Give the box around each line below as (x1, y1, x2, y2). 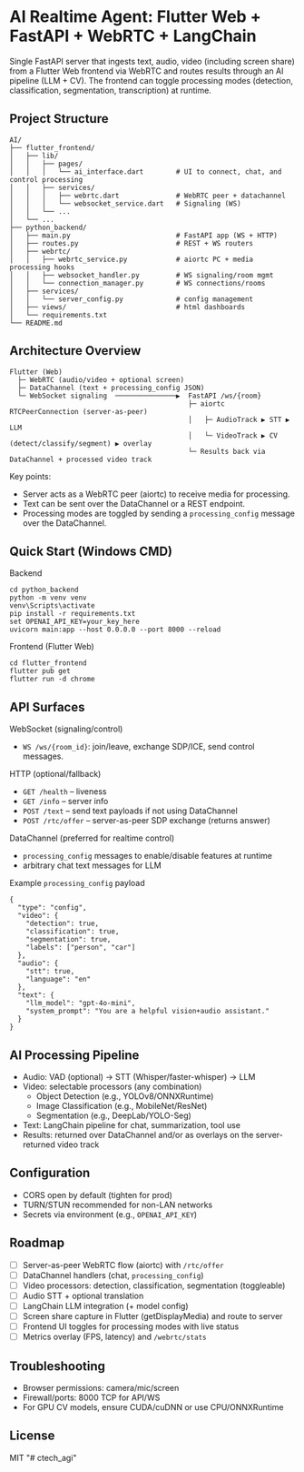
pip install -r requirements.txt (9, 610, 136, 619)
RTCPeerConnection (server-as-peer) (9, 407, 148, 416)
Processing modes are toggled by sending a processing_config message (22, 508, 296, 519)
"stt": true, (25, 967, 75, 976)
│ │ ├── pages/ (9, 159, 83, 168)
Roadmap (9, 1235, 65, 1251)
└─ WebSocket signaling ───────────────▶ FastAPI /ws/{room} (17, 391, 261, 400)
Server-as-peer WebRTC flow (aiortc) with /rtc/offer (22, 1259, 224, 1270)
